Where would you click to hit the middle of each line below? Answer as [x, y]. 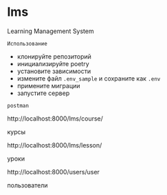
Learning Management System [51, 31]
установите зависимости [54, 71]
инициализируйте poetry [53, 63]
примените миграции [48, 85]
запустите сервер [43, 93]
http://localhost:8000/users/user [53, 172]
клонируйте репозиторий [54, 57]
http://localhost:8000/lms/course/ [55, 119]
